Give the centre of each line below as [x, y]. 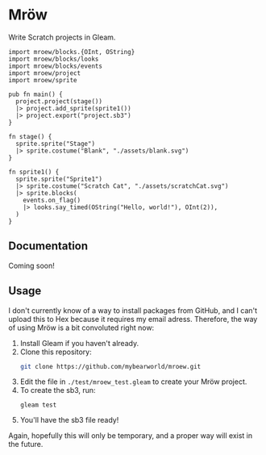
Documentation [48, 246]
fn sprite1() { [34, 172]
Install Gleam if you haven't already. [79, 343]
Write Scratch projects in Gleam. [62, 37]
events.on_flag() [52, 200]
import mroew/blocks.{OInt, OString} [72, 52]
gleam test [38, 405]
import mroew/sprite [43, 80]
